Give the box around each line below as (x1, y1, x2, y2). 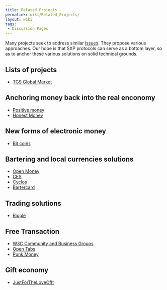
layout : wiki (5, 17, 33, 22)
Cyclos (12, 179, 27, 185)
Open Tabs (12, 246, 36, 252)
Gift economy (5, 266, 49, 274)
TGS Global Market (12, 79, 52, 85)
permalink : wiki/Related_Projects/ (5, 12, 80, 17)
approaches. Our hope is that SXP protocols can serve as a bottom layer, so (5, 45, 162, 52)
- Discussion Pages (7, 26, 49, 31)
